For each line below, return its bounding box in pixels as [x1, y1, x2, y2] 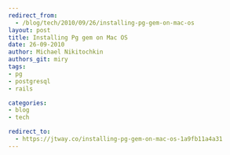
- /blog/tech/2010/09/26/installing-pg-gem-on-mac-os [15, 19, 195, 27]
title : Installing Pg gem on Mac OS [8, 33, 128, 42]
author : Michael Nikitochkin [8, 48, 104, 56]
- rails [8, 84, 34, 93]
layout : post [8, 26, 51, 34]
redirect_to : [8, 127, 51, 136]
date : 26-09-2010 [8, 41, 65, 49]
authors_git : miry [8, 56, 68, 64]
